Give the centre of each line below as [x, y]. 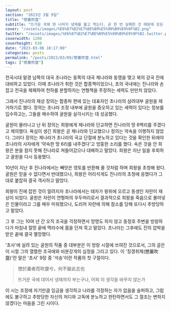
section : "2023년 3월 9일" [32, 15]
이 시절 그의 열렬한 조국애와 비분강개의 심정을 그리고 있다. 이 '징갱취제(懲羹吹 [82, 252]
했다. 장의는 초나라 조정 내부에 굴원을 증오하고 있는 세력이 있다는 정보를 [93, 107]
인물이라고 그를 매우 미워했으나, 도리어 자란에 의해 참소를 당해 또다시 [78, 204]
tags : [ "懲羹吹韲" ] [24, 62]
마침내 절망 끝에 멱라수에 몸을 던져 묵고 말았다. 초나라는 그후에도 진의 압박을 [90, 228]
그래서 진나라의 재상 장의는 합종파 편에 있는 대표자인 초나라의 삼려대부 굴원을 [81, 101]
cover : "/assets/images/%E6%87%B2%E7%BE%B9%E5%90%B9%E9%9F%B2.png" [78, 29]
